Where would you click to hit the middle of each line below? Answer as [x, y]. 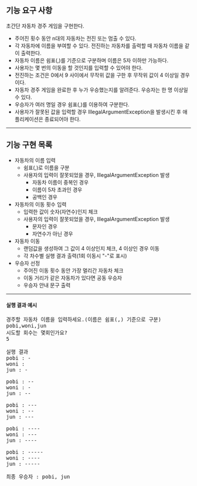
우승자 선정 [27, 263]
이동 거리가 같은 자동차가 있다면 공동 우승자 [72, 277]
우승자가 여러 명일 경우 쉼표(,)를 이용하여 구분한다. [72, 104]
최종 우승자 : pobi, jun [38, 477]
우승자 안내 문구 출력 [47, 285]
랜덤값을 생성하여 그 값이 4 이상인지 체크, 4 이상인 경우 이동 [91, 248]
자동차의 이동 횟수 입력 [40, 204]
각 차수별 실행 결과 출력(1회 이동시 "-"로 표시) [75, 256]
